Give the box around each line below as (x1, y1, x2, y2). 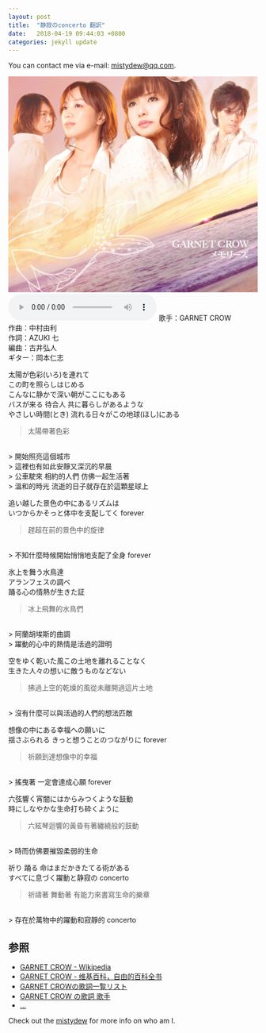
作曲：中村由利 (8, 323, 57, 333)
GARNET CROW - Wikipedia (19, 962, 112, 972)
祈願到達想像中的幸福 (27, 752, 97, 761)
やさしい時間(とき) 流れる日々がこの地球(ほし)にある (8, 410, 180, 419)
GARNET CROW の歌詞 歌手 (19, 992, 111, 1001)
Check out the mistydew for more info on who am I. (8, 1016, 176, 1026)
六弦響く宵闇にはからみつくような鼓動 (8, 794, 133, 804)
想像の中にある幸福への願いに (8, 725, 105, 734)
